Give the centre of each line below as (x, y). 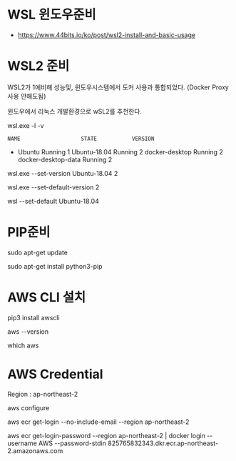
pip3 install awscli (34, 317)
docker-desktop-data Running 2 (65, 159)
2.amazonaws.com (35, 450)
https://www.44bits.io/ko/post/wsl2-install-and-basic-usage (107, 35)
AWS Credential (55, 374)
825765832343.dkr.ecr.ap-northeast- (163, 443)
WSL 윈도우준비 (52, 15)
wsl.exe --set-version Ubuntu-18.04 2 (63, 173)
